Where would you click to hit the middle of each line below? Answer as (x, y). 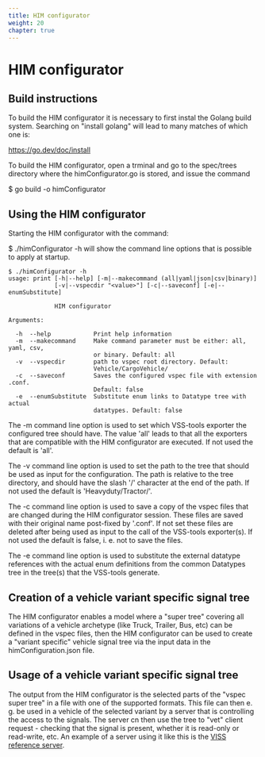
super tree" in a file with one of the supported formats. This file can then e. (131, 702)
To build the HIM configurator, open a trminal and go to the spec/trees (123, 165)
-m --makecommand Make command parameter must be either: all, (131, 341)
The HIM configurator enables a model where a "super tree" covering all (126, 617)
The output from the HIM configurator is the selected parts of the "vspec (127, 694)
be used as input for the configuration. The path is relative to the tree (121, 475)
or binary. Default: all (134, 355)
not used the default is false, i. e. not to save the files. (96, 540)
